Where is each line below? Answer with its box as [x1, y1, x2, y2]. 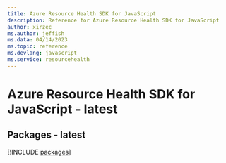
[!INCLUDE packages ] [7, 148, 71, 156]
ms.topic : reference [7, 43, 69, 50]
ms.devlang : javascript [7, 50, 78, 57]
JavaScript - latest [7, 101, 118, 117]
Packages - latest [7, 129, 86, 141]
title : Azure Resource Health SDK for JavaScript [7, 10, 157, 18]
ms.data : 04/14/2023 [7, 37, 69, 44]
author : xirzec [7, 23, 52, 30]
